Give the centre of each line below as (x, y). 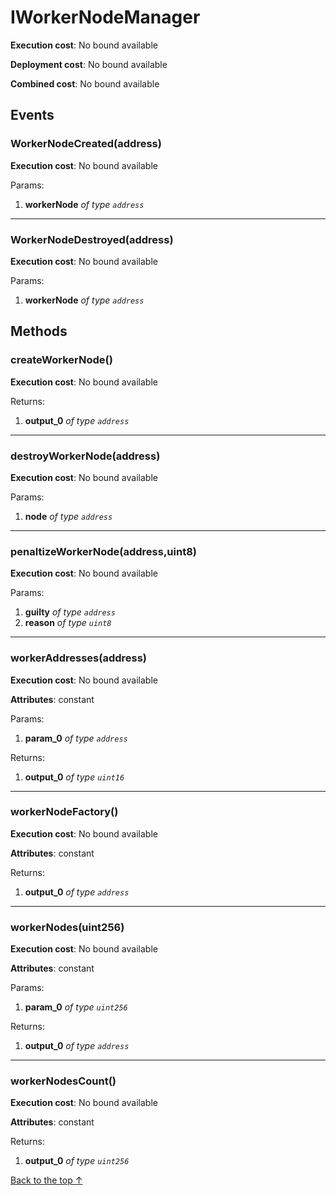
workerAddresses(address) (79, 658)
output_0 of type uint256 (77, 1161)
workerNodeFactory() (64, 812)
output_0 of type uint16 (74, 777)
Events (32, 115)
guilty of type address (70, 612)
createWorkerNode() (61, 360)
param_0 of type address (76, 738)
